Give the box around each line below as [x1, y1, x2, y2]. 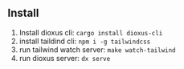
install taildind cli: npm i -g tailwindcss [18, 36, 151, 46]
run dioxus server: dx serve [18, 53, 111, 63]
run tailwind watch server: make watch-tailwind [18, 44, 176, 55]
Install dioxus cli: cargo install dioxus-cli [18, 27, 163, 37]
